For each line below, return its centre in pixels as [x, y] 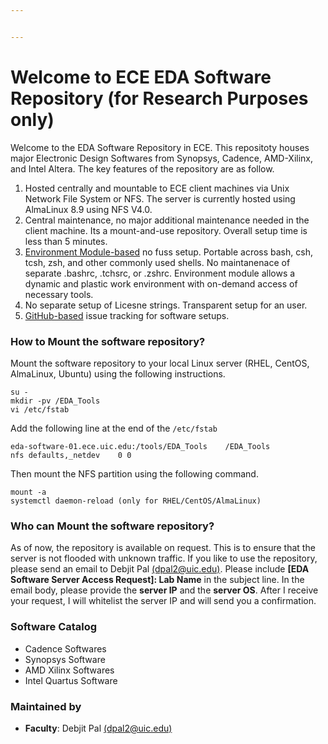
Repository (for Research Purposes [159, 98]
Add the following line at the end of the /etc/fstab [114, 428]
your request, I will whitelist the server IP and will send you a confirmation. [163, 601]
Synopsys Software [65, 659]
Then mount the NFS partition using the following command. [134, 473]
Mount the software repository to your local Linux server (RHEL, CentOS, [160, 363]
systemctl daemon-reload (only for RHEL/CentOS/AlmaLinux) [136, 501]
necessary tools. [59, 294]
